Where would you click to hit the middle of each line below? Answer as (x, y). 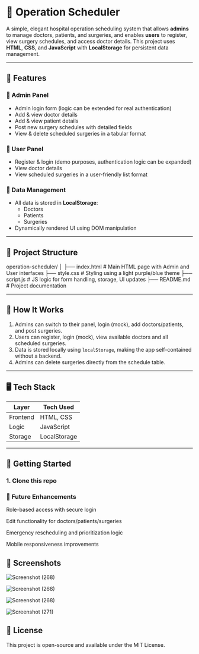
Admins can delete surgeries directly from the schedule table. (90, 362)
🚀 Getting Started (39, 464)
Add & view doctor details (46, 114)
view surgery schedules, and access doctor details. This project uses (91, 41)
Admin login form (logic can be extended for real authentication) (93, 108)
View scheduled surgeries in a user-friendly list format (81, 174)
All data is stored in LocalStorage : (56, 203)
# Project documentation (36, 286)
